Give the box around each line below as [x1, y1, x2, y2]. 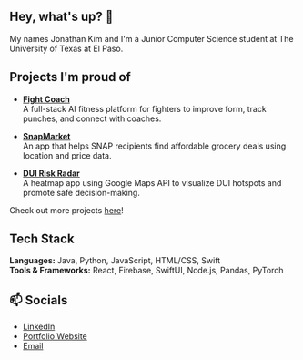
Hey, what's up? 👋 [9, 9, 114, 25]
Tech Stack [9, 231, 75, 247]
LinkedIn [22, 321, 56, 333]
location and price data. [22, 149, 112, 160]
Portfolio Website [22, 331, 88, 342]
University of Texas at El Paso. [9, 43, 124, 54]
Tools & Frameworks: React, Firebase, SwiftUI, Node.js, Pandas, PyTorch [9, 265, 284, 276]
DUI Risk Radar [22, 168, 80, 179]
